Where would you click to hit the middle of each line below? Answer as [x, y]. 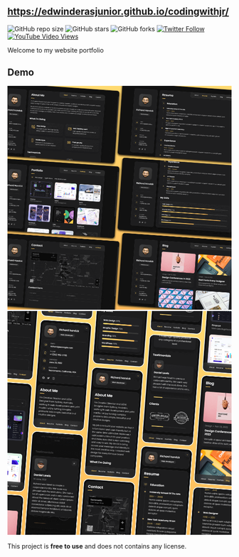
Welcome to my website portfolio [56, 50]
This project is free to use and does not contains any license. [97, 546]
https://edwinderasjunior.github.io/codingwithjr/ [118, 12]
